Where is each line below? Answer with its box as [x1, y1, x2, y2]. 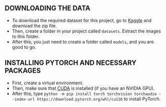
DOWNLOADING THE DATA [5, 4, 91, 13]
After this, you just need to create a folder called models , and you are [12, 39, 154, 45]
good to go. [12, 44, 36, 50]
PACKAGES [5, 66, 41, 75]
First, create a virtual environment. [12, 80, 84, 86]
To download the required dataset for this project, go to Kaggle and [12, 17, 152, 23]
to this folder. [12, 33, 40, 39]
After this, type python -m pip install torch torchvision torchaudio [12, 90, 157, 96]
